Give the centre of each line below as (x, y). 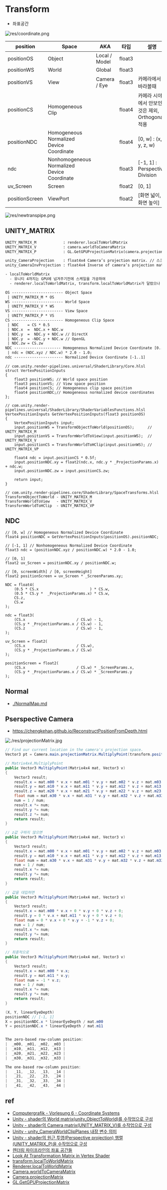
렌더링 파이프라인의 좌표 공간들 (42, 1150)
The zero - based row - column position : (44, 1040)
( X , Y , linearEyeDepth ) (30, 1012)
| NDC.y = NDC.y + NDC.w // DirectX (47, 334)
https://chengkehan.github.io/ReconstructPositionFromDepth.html (80, 731)
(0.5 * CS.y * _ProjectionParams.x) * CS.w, (62, 594)
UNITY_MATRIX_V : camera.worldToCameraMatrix (65, 247)
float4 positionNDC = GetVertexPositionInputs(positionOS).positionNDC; (82, 537)
